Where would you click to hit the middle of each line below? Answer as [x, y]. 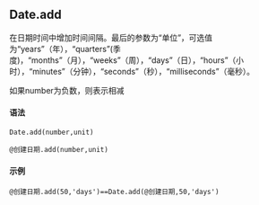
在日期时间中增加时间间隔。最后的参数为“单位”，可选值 [111, 37]
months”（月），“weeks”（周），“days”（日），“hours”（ [134, 60]
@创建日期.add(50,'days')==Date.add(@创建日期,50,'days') [114, 192]
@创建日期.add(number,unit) [59, 150]
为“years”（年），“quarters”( [61, 49]
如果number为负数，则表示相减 [67, 90]
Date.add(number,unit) [52, 133]
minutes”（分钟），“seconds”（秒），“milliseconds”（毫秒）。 [144, 71]
